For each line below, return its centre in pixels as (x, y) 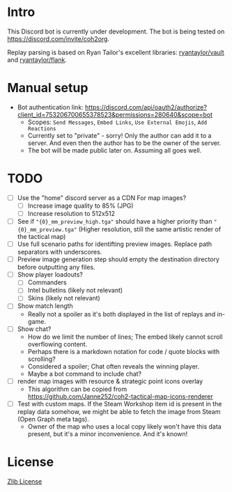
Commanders (47, 282)
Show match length (45, 306)
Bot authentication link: (50, 107)
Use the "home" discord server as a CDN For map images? (102, 198)
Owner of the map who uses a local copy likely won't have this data (124, 426)
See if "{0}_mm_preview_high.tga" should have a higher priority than (115, 221)
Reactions (42, 129)
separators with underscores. (60, 252)
